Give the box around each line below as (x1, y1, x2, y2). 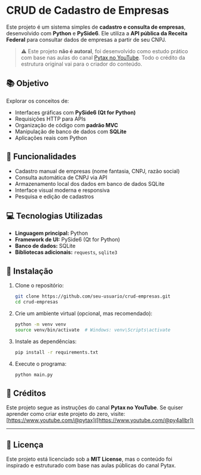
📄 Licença (6, 440, 44, 450)
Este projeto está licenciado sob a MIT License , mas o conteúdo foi (6, 455, 172, 463)
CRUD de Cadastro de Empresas (6, 4, 169, 17)
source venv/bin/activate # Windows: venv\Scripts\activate (14, 327, 171, 333)
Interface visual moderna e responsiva (14, 186, 110, 194)
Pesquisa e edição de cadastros (14, 192, 95, 200)
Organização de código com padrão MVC (14, 121, 118, 128)
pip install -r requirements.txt (14, 349, 99, 356)
